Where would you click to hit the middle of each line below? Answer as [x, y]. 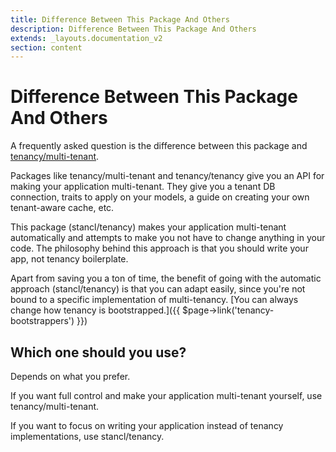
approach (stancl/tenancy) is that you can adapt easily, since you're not [158, 289]
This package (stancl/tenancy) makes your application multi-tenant [148, 227]
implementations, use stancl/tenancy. [87, 436]
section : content [46, 47]
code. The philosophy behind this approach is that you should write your [159, 248]
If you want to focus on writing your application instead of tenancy [147, 425]
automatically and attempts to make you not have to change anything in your [168, 238]
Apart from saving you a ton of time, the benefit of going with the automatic [166, 278]
